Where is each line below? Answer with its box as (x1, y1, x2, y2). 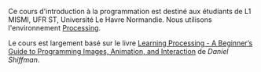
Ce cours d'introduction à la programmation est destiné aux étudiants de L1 (8, 7, 252, 16)
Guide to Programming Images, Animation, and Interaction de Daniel (8, 47, 229, 56)
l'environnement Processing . (8, 23, 101, 32)
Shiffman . (8, 55, 40, 64)
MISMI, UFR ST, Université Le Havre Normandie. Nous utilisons (8, 15, 212, 24)
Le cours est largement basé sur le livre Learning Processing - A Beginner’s (8, 38, 253, 48)
